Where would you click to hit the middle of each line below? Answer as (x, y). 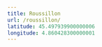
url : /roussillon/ (34, 20)
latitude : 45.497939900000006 (51, 26)
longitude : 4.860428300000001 (51, 33)
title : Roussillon (34, 13)
